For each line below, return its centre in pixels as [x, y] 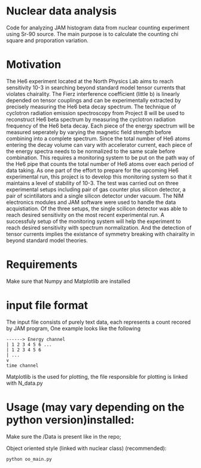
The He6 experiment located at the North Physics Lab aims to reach [90, 81]
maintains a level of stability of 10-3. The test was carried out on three [92, 183]
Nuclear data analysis [61, 11]
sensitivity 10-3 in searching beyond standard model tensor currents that [96, 87]
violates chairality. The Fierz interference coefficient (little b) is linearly [93, 93]
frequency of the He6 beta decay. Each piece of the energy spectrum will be [100, 126]
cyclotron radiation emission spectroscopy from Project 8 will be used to [95, 113]
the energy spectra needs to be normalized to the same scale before [91, 151]
